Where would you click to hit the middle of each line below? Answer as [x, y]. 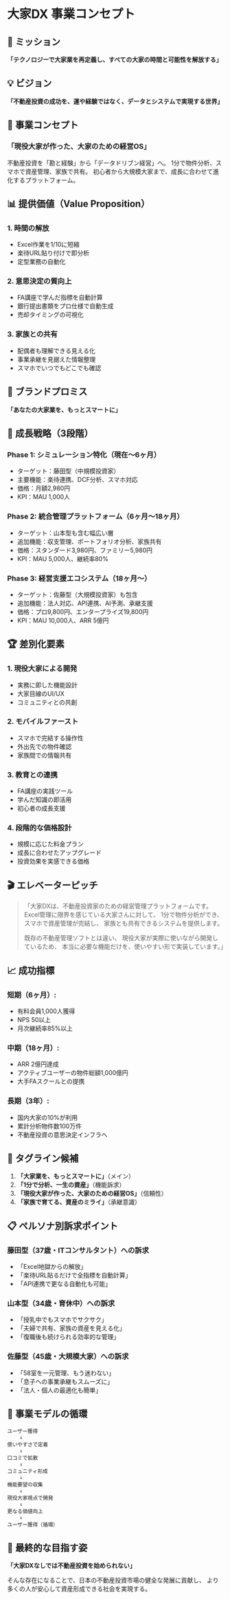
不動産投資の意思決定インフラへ [62, 1134]
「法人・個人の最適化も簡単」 [59, 1390]
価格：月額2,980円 [44, 488]
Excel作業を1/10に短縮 [48, 245]
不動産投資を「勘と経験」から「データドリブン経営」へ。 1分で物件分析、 [112, 163]
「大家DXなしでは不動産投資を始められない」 [71, 1566]
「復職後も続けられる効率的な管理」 [68, 1337]
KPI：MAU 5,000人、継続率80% [62, 558]
